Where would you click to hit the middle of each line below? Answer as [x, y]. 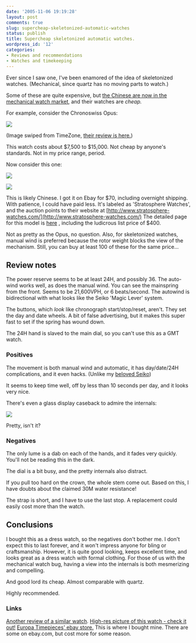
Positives [20, 355]
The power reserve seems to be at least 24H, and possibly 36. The [87, 279]
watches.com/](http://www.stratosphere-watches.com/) [74, 216]
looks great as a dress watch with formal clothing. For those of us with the [96, 558]
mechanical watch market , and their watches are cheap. [74, 101]
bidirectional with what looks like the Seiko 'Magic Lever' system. [85, 298]
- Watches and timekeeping [39, 61]
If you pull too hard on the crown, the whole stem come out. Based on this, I [97, 482]
